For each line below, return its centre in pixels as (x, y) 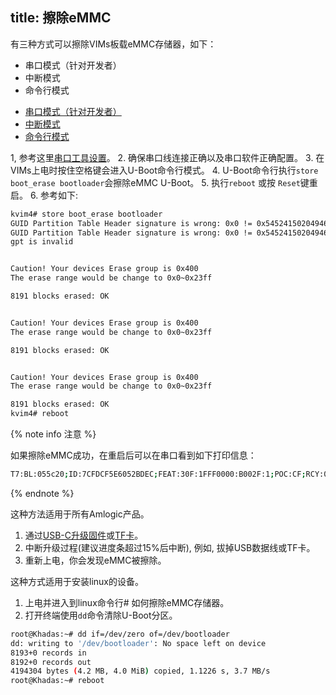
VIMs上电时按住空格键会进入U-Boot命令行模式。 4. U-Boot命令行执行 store (164, 170)
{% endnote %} (42, 493)
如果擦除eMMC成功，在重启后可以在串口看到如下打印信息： (133, 455)
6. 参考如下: (54, 195)
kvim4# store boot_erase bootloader (86, 214)
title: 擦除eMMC (61, 18)
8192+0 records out (51, 662)
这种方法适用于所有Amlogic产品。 (80, 514)
